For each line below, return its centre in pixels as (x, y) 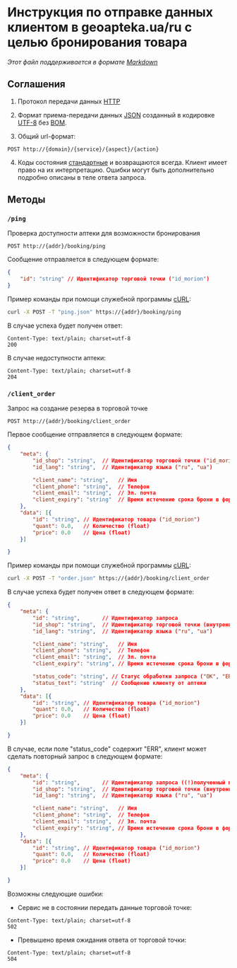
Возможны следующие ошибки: (55, 894)
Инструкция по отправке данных (110, 12)
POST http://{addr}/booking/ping (56, 246)
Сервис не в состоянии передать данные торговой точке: (105, 907)
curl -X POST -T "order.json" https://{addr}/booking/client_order (109, 578)
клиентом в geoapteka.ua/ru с (100, 27)
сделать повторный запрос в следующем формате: (85, 756)
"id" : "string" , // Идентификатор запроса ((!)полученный (129, 783)
